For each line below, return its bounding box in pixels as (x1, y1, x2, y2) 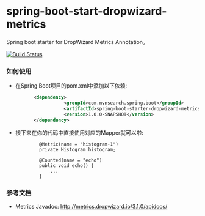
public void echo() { (38, 162, 95, 169)
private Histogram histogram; (38, 146, 116, 152)
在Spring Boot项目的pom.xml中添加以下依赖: (15, 82, 128, 89)
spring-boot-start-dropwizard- (6, 4, 167, 18)
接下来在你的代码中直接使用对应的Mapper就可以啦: (15, 128, 143, 136)
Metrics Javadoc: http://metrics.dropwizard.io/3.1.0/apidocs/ (15, 203, 168, 210)
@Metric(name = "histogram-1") (38, 141, 119, 147)
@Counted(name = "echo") (38, 157, 103, 163)
